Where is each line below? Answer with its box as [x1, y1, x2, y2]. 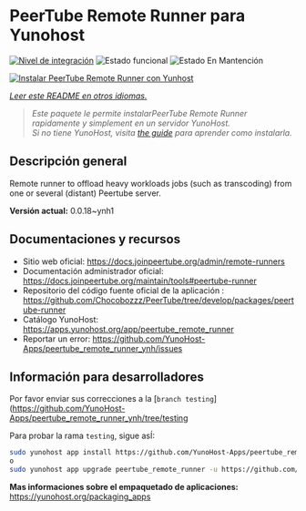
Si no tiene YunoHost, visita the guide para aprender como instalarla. [31, 127, 293, 138]
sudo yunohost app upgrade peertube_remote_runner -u [9, 465, 219, 475]
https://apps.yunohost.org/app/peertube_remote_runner [22, 323, 235, 334]
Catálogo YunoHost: [22, 313, 98, 324]
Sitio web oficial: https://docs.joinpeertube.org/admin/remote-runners [22, 256, 285, 267]
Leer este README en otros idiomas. [9, 90, 148, 101]
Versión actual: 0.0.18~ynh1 [9, 205, 115, 216]
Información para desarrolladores [9, 369, 205, 384]
